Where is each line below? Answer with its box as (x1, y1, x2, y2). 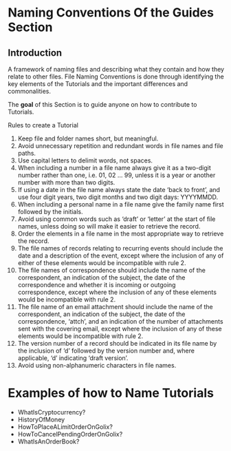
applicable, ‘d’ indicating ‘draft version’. (17, 354, 129, 362)
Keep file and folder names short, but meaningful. (17, 134, 159, 143)
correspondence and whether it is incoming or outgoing (17, 281, 176, 289)
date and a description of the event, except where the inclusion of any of (17, 251, 224, 260)
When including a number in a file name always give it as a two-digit (17, 164, 212, 171)
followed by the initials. (17, 208, 83, 216)
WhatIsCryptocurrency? (17, 408, 86, 416)
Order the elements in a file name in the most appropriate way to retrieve (17, 229, 224, 238)
